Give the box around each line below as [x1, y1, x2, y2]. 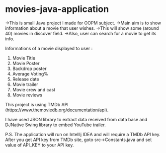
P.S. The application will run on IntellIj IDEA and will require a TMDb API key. [5, 131, 161, 137]
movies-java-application [5, 3, 109, 15]
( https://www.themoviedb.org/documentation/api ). [5, 107, 109, 113]
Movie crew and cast [12, 86, 56, 92]
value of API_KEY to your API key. [5, 142, 74, 148]
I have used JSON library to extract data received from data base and [5, 116, 148, 122]
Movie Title [12, 55, 36, 61]
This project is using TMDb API [5, 101, 69, 107]
